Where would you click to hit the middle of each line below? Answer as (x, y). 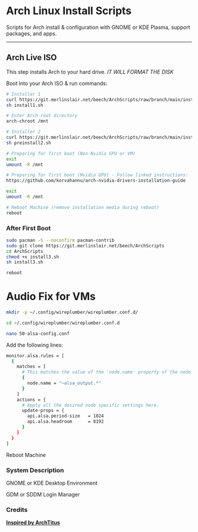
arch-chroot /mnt (27, 121)
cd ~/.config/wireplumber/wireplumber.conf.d (63, 323)
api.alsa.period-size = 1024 (66, 416)
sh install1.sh (25, 105)
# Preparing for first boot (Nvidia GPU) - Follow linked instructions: (97, 175)
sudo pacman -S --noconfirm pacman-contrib (60, 240)
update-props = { (43, 411)
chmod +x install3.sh (33, 257)
